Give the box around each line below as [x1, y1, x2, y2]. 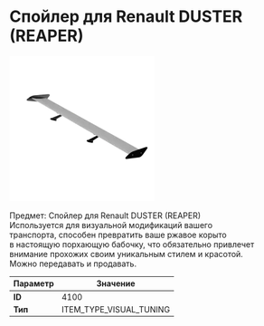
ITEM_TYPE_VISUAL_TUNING [61, 303, 170, 314]
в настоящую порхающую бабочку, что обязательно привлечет [9, 238, 255, 250]
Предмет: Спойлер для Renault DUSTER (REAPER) [9, 210, 202, 221]
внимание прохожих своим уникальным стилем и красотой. [9, 248, 244, 259]
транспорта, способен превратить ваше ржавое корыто [9, 229, 228, 240]
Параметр [13, 278, 54, 289]
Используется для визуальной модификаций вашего [9, 219, 213, 230]
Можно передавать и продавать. [9, 258, 137, 269]
